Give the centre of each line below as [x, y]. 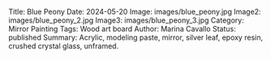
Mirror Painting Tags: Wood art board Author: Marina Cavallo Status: [123, 29]
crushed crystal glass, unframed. [64, 46]
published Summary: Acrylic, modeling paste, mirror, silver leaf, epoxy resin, [136, 37]
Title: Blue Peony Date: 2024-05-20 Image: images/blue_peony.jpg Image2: [135, 12]
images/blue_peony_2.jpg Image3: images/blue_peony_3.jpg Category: [127, 20]
